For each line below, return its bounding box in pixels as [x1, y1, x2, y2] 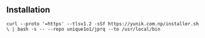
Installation [6, 5, 50, 15]
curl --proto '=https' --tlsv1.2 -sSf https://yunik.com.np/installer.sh [6, 21, 199, 27]
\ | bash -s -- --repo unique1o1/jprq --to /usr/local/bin [6, 26, 161, 32]
